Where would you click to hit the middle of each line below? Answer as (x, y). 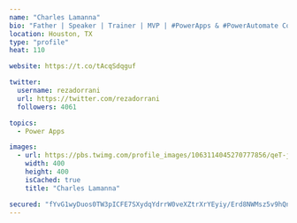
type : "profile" (39, 42)
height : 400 (47, 172)
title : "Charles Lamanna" (73, 188)
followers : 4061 (47, 107)
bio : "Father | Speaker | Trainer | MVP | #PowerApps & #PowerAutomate (144, 26)
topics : (23, 123)
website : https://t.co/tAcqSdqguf (73, 66)
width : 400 (45, 164)
